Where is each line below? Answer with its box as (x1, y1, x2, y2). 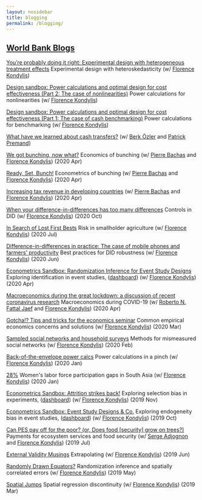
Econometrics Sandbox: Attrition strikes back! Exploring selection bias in (6, 390, 187, 397)
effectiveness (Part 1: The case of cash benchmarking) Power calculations (6, 115, 192, 122)
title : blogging (6, 15, 47, 21)
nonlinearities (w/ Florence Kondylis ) (6, 97, 98, 104)
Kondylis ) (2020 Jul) (6, 231, 58, 238)
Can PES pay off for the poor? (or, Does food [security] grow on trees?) (6, 426, 184, 434)
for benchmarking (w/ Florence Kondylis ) (6, 121, 109, 128)
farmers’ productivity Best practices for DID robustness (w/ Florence (6, 249, 178, 256)
